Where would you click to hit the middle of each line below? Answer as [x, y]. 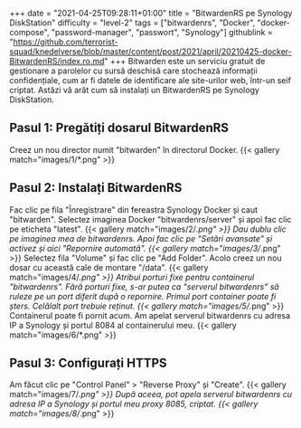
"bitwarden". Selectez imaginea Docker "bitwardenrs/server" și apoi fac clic [150, 219]
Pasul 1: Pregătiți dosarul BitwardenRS [119, 128]
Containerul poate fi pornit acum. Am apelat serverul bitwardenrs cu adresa [150, 315]
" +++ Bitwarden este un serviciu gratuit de [184, 61]
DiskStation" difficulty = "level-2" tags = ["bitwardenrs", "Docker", [132, 23]
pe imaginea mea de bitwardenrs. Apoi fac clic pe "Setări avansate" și [141, 238]
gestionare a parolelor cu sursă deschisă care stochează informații [133, 71]
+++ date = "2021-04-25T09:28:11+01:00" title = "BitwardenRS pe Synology [151, 13]
